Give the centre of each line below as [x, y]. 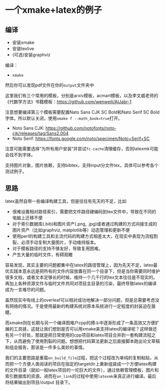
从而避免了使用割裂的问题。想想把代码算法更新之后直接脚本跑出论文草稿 [87, 341]
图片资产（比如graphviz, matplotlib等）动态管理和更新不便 [71, 230]
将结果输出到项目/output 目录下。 [39, 382]
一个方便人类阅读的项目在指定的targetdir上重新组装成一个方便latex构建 [85, 363]
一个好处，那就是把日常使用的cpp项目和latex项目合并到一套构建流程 [82, 335]
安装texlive [23, 49]
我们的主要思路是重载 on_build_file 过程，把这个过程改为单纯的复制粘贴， [80, 358]
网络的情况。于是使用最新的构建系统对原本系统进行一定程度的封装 [76, 306]
